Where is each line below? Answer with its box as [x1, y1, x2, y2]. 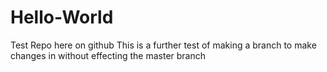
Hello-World [10, 6, 114, 29]
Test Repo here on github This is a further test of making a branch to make [10, 39, 317, 51]
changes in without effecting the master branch [10, 49, 207, 61]
